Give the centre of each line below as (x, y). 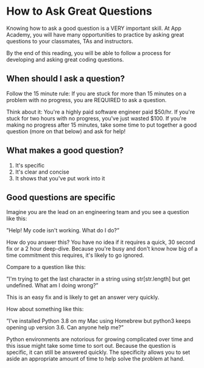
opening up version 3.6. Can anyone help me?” (65, 328)
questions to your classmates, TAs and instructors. (70, 41)
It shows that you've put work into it (60, 178)
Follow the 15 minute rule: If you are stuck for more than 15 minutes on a (97, 94)
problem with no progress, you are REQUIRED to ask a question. (86, 100)
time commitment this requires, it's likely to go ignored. (75, 256)
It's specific (30, 165)
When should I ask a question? (65, 79)
